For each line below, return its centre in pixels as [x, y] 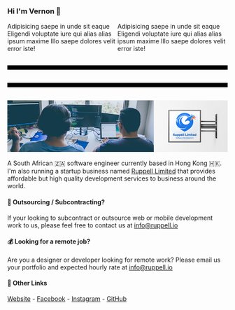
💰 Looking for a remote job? [49, 241]
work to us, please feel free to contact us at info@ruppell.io [93, 225]
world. [16, 186]
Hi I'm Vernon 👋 [34, 11]
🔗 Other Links [27, 283]
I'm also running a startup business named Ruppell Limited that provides [111, 171]
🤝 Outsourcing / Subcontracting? [56, 202]
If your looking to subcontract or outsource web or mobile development [110, 218]
